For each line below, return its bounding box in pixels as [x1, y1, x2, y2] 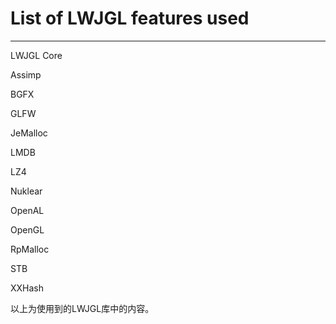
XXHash [10, 282, 45, 294]
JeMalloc [10, 127, 48, 139]
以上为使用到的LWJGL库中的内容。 [10, 302, 155, 314]
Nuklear [10, 185, 43, 197]
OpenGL [10, 223, 45, 236]
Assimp [10, 68, 42, 81]
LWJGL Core [10, 49, 63, 61]
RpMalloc [10, 243, 50, 255]
